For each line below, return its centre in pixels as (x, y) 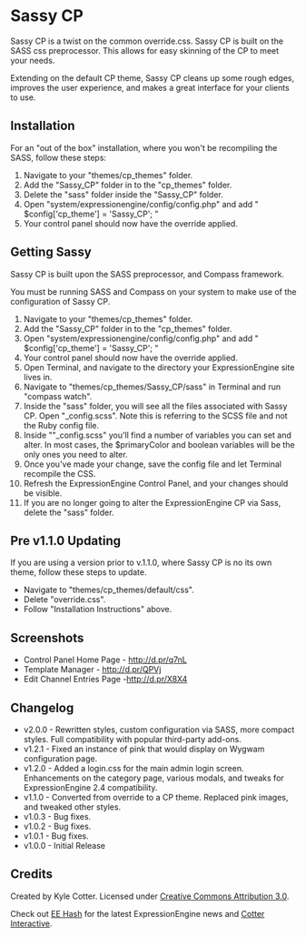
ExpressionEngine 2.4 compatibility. (90, 787)
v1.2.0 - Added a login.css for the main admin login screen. (133, 768)
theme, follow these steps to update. (79, 572)
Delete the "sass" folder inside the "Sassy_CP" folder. (123, 194)
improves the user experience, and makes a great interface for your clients (150, 87)
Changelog (42, 707)
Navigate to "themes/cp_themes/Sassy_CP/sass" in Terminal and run (152, 387)
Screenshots (47, 638)
